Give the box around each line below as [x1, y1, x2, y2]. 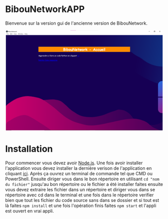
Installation [5, 143, 53, 154]
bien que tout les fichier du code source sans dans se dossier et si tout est [5, 197, 159, 203]
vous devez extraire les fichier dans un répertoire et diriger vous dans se [5, 186, 155, 192]
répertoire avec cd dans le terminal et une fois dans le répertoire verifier [5, 192, 154, 198]
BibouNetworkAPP [5, 4, 85, 15]
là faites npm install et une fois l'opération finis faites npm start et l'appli [5, 202, 156, 208]
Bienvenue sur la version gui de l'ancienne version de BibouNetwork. [5, 20, 148, 26]
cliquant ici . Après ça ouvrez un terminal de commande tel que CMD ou [5, 170, 153, 176]
